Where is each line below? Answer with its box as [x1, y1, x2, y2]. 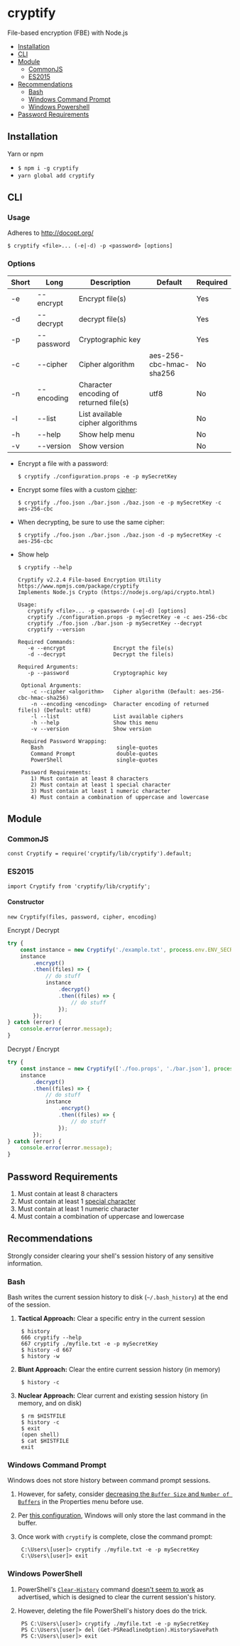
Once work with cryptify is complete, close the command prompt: [17, 1532, 213, 1541]
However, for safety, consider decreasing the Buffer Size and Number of [17, 1490, 229, 1498]
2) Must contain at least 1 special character [31, 781, 171, 789]
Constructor [7, 898, 45, 906]
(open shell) [21, 1432, 60, 1439]
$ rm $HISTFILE [21, 1412, 66, 1420]
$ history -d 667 [21, 1346, 72, 1354]
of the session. [7, 1300, 51, 1309]
